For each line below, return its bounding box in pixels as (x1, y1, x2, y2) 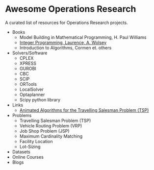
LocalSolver (19, 86, 44, 92)
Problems (12, 112, 32, 118)
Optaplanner (19, 92, 45, 97)
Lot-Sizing (19, 144, 41, 149)
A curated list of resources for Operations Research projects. (5, 20, 128, 25)
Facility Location (19, 138, 53, 144)
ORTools (19, 81, 37, 87)
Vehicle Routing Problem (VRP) (19, 122, 82, 128)
